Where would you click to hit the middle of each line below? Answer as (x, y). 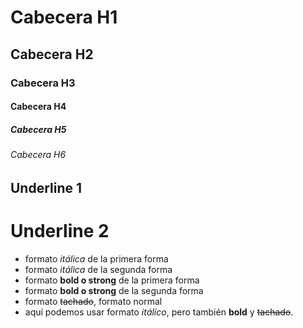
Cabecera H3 (43, 83)
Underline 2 (60, 230)
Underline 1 (46, 187)
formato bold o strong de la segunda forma (114, 290)
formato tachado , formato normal (93, 301)
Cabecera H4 (38, 107)
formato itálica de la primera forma (96, 258)
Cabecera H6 (38, 155)
